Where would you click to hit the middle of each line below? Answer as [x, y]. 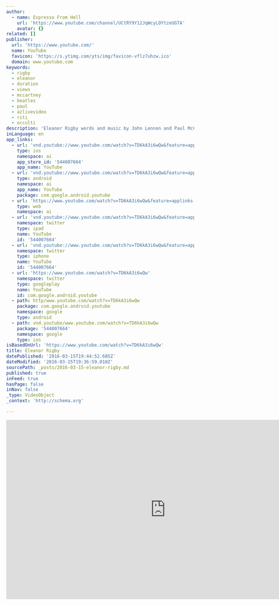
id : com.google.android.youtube [57, 295]
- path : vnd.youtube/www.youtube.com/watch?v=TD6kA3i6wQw [85, 323]
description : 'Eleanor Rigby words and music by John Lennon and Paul [96, 129]
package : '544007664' [44, 329]
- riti [20, 117]
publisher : [20, 39]
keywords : [18, 67]
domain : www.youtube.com [42, 62]
